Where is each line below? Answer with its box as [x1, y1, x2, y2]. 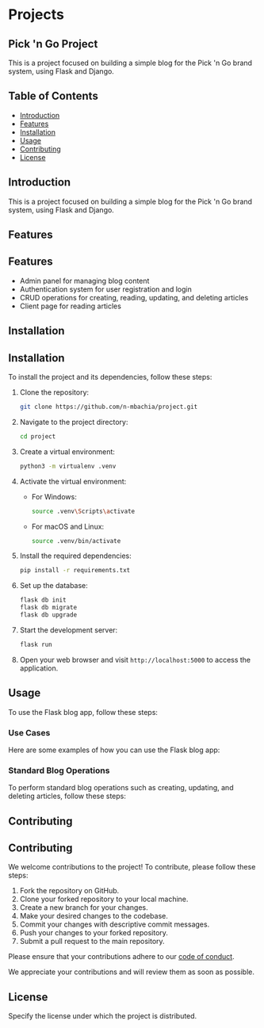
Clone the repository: [19, 388, 90, 397]
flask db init [19, 596, 67, 604]
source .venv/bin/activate [31, 537, 121, 545]
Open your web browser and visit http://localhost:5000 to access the [19, 655, 251, 664]
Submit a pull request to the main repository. [19, 937, 165, 946]
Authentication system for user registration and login [19, 284, 192, 294]
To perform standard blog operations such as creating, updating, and [8, 783, 234, 793]
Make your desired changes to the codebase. [19, 911, 168, 921]
